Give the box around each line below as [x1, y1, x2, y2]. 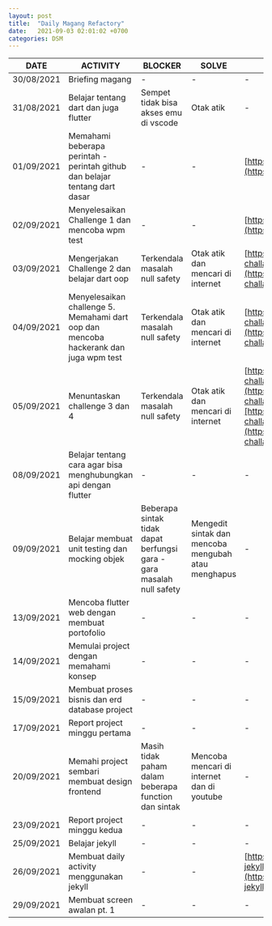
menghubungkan [68, 469, 134, 481]
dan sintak [140, 801, 181, 813]
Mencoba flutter [68, 597, 130, 608]
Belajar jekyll [68, 838, 117, 849]
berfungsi [140, 543, 178, 554]
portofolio [68, 627, 106, 639]
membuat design [68, 776, 133, 788]
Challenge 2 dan [68, 263, 131, 274]
